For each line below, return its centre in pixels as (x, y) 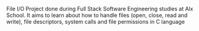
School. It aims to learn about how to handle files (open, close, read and (97, 15)
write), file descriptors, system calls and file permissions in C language (96, 22)
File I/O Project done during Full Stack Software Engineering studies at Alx (100, 9)
